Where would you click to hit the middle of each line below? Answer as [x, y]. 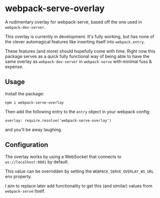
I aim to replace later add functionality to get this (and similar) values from [79, 186]
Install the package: [25, 93]
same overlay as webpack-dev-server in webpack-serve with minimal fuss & [79, 61]
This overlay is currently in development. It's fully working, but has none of [80, 36]
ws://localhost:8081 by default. [37, 162]
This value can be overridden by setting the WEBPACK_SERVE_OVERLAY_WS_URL [80, 171]
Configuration [27, 145]
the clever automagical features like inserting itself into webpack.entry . [75, 41]
